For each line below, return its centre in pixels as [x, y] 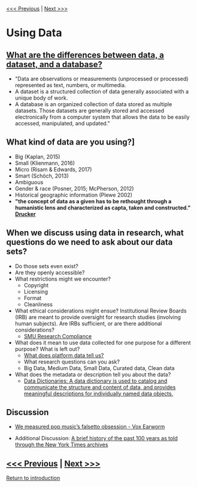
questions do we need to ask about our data [90, 242]
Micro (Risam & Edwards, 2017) [53, 169]
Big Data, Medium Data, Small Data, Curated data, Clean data [99, 368]
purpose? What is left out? [47, 349]
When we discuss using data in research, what [95, 233]
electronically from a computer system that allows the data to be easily [102, 117]
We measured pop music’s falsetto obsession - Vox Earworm [90, 427]
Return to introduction [33, 478]
